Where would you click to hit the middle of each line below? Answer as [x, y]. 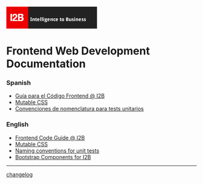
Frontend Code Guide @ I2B [50, 137]
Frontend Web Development [78, 51]
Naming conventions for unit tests [57, 150]
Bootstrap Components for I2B [53, 157]
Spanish [19, 83]
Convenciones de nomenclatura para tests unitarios [79, 109]
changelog [20, 174]
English [18, 125]
